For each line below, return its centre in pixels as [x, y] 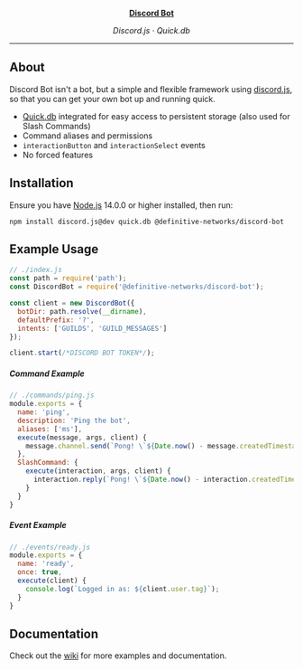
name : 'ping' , [44, 412]
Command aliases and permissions [87, 136]
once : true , [40, 572]
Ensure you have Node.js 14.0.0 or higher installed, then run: [121, 205]
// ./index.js [36, 270]
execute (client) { [52, 580]
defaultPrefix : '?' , [56, 320]
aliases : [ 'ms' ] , [50, 429]
